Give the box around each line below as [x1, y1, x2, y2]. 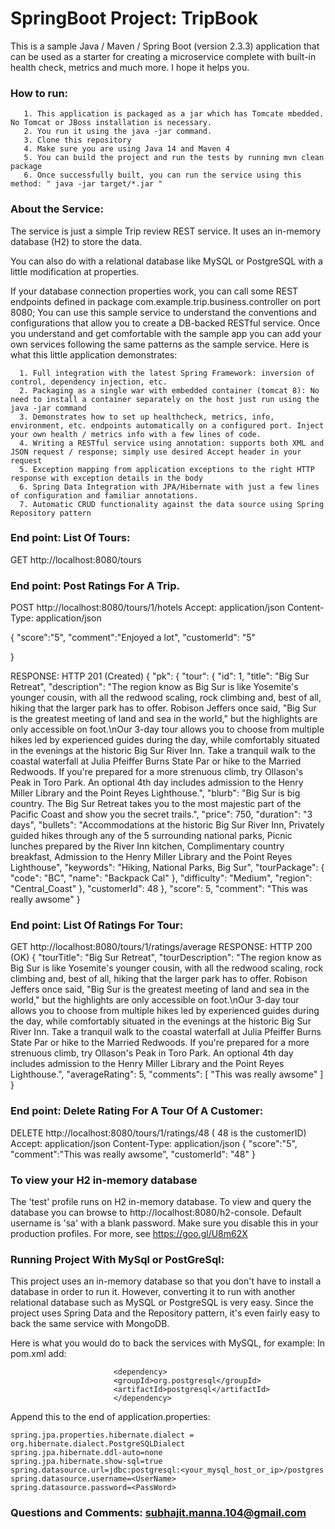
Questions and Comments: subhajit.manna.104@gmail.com [10, 1506, 307, 1520]
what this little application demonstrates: [10, 348, 178, 361]
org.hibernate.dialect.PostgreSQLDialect [10, 1439, 186, 1449]
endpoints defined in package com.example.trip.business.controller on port [10, 295, 321, 307]
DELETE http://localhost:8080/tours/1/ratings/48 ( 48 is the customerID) [10, 1127, 307, 1139]
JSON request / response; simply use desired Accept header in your [10, 447, 302, 457]
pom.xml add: [10, 1348, 67, 1360]
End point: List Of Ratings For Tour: [10, 918, 184, 932]
